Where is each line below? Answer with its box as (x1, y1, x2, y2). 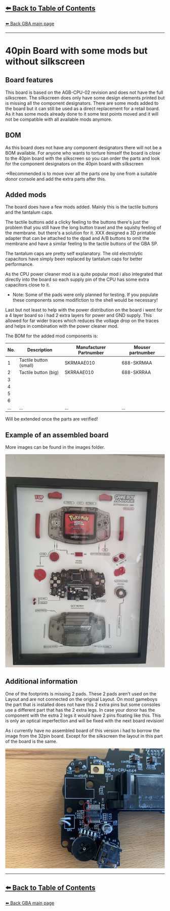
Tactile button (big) (19, 369, 59, 375)
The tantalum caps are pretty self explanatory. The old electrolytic (5, 251, 143, 257)
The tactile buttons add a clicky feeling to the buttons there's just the (5, 219, 149, 225)
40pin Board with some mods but (5, 45, 148, 56)
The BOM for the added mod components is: (5, 333, 98, 339)
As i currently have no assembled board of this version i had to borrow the (5, 727, 160, 733)
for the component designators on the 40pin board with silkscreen (5, 160, 144, 166)
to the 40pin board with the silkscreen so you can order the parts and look (5, 155, 160, 161)
